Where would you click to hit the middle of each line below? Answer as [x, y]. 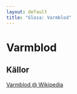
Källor [18, 70]
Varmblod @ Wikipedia [35, 84]
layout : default [27, 12]
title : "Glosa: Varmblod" [39, 18]
